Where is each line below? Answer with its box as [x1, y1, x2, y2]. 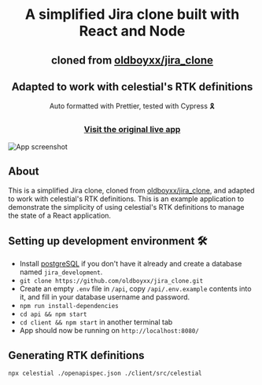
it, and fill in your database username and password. [19, 292, 190, 302]
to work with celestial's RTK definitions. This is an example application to [8, 194, 245, 203]
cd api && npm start [19, 310, 87, 319]
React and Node [79, 22, 186, 40]
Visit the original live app [83, 124, 181, 135]
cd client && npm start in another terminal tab [19, 317, 173, 327]
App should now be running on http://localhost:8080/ [19, 326, 199, 335]
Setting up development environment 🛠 [8, 234, 208, 247]
